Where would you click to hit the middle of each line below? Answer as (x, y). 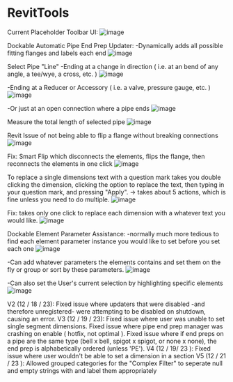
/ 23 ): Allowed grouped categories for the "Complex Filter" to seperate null (115, 363)
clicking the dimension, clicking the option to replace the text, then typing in (116, 184)
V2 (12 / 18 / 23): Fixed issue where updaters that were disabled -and (106, 304)
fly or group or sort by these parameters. (66, 269)
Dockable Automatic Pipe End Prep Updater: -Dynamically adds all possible (115, 45)
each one (21, 248)
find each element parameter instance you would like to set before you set (114, 241)
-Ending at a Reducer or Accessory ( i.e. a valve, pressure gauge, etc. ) (109, 87)
